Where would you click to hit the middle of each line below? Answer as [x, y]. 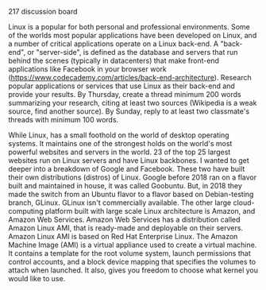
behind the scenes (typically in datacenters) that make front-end [114, 60]
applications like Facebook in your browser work [87, 69]
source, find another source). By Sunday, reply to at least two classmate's [129, 111]
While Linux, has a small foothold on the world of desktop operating [119, 135]
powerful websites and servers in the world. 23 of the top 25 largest [120, 152]
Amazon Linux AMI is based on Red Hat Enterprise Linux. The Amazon [123, 236]
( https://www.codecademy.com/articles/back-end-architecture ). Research [130, 77]
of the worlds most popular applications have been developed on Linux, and [133, 35]
